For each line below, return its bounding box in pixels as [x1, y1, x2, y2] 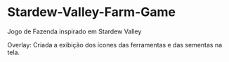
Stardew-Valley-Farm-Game [7, 4, 176, 20]
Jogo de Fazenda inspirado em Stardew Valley [7, 27, 142, 36]
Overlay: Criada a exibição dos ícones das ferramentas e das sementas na [7, 40, 223, 49]
